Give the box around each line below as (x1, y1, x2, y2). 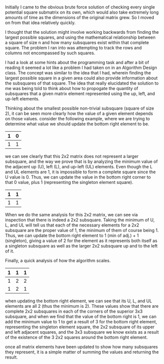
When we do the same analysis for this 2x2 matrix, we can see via (5, 212, 138, 217)
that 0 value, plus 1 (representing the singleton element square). (5, 180, 133, 185)
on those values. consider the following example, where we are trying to (5, 116, 150, 121)
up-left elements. (5, 96, 40, 102)
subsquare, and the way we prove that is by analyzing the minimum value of (5, 159, 158, 164)
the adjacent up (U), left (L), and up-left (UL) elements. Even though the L (5, 164, 153, 169)
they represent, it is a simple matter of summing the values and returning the (5, 349, 159, 355)
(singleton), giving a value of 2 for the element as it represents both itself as (5, 238, 158, 244)
